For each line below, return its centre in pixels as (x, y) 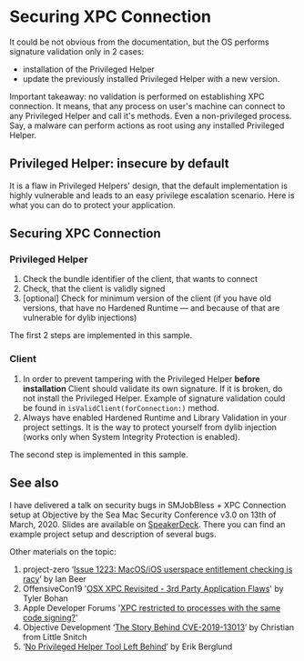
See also (34, 483)
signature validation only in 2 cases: (76, 51)
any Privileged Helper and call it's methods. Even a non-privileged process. (151, 115)
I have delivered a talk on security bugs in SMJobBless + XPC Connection (148, 505)
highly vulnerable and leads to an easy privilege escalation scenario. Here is (152, 195)
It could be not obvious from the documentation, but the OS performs (140, 42)
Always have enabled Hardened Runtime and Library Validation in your (155, 417)
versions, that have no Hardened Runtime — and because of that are (151, 308)
